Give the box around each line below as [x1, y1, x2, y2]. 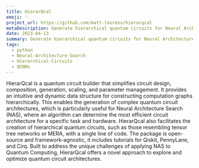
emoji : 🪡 [6, 14, 30, 20]
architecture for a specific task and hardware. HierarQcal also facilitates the [6, 118, 191, 125]
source [6, 137, 24, 144]
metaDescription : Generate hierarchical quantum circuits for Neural [6, 25, 182, 31]
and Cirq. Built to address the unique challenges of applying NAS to [6, 143, 171, 150]
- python [11, 47, 33, 53]
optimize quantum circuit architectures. [6, 155, 102, 163]
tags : [6, 42, 20, 48]
